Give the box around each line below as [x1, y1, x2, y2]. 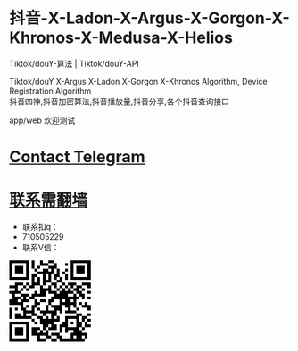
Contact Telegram [9, 147, 145, 167]
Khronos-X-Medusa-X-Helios [9, 28, 234, 48]
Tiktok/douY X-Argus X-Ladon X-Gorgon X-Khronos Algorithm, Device [9, 76, 268, 86]
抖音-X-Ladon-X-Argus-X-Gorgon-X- [9, 8, 290, 29]
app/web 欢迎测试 [9, 115, 76, 126]
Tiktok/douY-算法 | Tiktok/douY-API [9, 58, 140, 69]
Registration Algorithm [9, 86, 92, 96]
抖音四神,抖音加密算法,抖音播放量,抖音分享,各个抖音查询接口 [9, 95, 230, 107]
